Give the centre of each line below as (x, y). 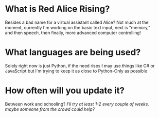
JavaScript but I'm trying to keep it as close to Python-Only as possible (76, 71)
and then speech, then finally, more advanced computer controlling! (73, 33)
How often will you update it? (65, 91)
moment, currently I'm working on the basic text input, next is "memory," (78, 27)
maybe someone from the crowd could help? (50, 109)
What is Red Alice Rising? (58, 9)
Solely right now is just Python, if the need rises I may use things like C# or (80, 66)
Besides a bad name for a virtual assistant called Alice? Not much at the (77, 22)
